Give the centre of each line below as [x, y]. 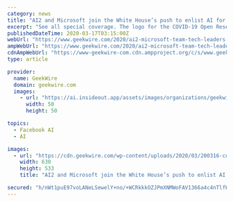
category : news [29, 14]
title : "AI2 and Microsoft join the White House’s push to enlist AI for [117, 20]
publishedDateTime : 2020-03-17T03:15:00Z [68, 33]
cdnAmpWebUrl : [28, 53]
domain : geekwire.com [45, 85]
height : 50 [41, 111]
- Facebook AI [34, 130]
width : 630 [36, 162]
